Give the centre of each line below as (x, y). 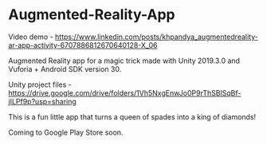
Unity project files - (40, 84)
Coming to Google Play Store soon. (66, 132)
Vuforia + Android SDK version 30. (65, 69)
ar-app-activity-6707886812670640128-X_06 (83, 45)
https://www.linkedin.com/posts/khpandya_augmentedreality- (157, 37)
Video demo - (31, 37)
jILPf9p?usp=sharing (43, 101)
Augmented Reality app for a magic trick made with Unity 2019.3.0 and (124, 61)
